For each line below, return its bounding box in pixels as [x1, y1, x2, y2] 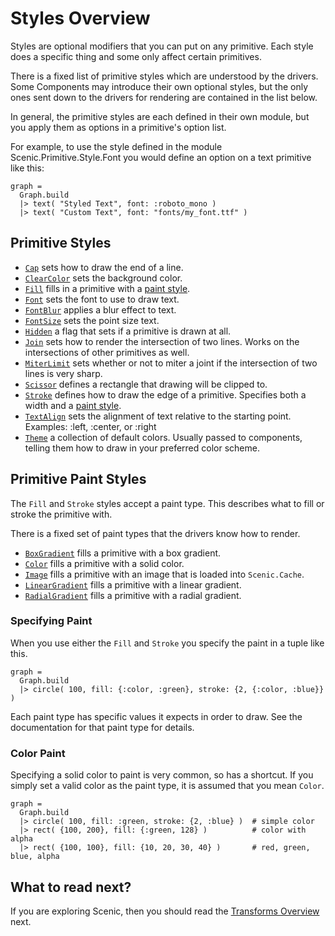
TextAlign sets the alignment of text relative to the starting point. [24, 410, 292, 422]
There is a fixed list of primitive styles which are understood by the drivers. [10, 70, 319, 82]
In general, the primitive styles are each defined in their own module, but [10, 110, 310, 122]
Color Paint [10, 746, 66, 760]
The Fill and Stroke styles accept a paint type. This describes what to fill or [10, 497, 325, 509]
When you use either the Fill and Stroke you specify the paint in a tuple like [10, 637, 325, 649]
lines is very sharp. [24, 367, 103, 379]
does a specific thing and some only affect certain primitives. [10, 50, 262, 62]
